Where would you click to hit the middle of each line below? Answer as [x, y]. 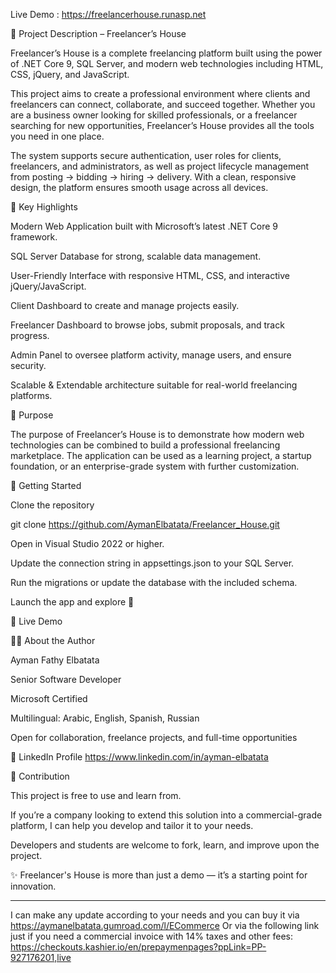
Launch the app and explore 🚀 [72, 602]
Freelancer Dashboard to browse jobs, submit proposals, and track [147, 325]
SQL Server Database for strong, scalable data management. [136, 256]
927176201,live [41, 957]
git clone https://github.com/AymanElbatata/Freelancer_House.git [145, 524]
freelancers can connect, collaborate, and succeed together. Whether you [163, 104]
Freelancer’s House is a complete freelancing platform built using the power [166, 53]
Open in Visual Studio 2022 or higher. [87, 543]
